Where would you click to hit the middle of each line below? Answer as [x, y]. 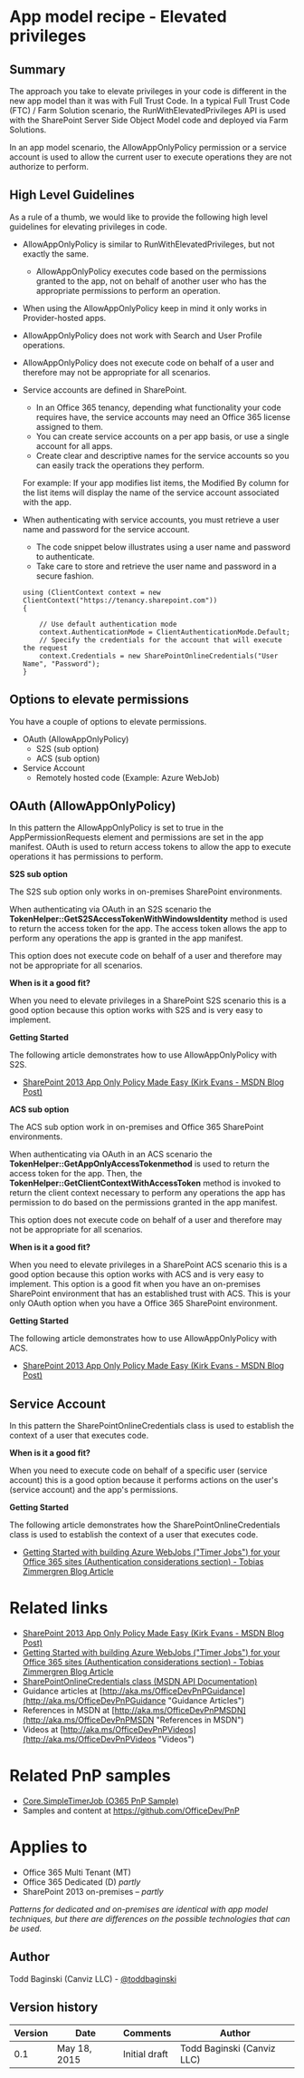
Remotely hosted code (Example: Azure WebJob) [128, 777]
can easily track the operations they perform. [120, 465]
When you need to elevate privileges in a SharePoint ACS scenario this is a [148, 1265]
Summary [38, 69]
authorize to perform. [49, 166]
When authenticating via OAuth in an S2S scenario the [110, 910]
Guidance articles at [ [62, 1691]
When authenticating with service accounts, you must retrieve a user [151, 520]
